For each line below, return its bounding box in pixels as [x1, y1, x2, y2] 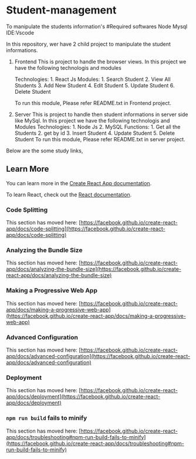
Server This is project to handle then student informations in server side [14, 111, 188, 118]
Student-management [6, 4, 117, 17]
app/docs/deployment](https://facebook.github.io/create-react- [6, 393, 160, 400]
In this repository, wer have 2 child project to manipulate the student [6, 40, 171, 47]
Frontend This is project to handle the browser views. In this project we [14, 58, 187, 65]
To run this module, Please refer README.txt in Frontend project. [14, 99, 171, 106]
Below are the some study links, [6, 147, 83, 154]
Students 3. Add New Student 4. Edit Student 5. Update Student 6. [14, 81, 175, 89]
